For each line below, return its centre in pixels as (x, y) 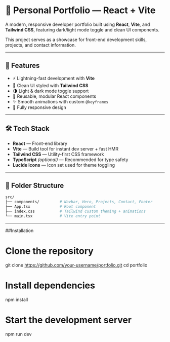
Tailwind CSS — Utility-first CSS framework (58, 154)
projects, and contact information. (40, 45)
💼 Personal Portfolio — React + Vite (80, 10)
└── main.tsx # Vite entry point (53, 216)
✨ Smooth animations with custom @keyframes (60, 101)
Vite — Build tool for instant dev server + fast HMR (66, 148)
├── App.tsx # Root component (51, 207)
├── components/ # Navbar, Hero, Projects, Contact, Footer (79, 202)
